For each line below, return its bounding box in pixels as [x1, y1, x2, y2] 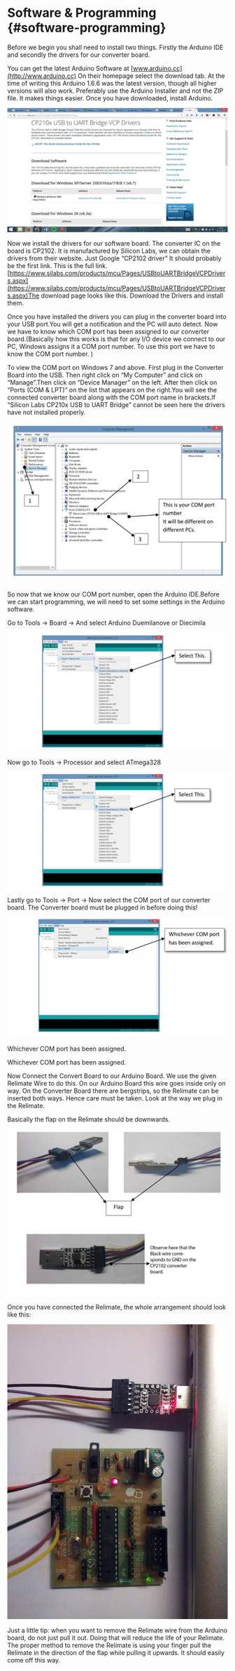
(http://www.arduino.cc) [7, 72, 77, 80]
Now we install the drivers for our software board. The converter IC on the [7, 239, 221, 248]
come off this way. [7, 1656, 61, 1664]
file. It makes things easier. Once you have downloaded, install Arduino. [7, 93, 213, 102]
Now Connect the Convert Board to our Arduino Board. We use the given [7, 1072, 217, 1080]
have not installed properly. [7, 408, 86, 417]
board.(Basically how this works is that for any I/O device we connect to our [7, 335, 226, 343]
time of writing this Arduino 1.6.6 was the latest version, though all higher [7, 79, 217, 87]
